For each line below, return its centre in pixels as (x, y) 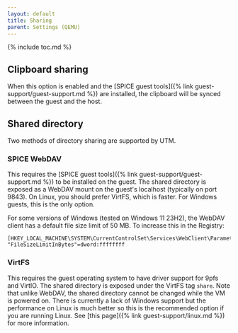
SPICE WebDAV (35, 158)
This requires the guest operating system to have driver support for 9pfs (113, 278)
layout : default (31, 14)
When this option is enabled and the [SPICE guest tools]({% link (100, 86)
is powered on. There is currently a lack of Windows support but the (107, 300)
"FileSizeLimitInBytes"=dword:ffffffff (66, 245)
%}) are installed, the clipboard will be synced (154, 94)
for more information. (38, 323)
